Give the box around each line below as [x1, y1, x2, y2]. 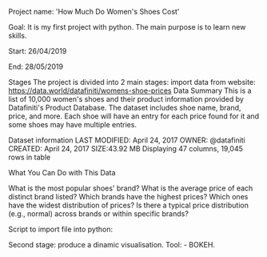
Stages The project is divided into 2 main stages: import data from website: [8, 78, 256, 86]
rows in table [8, 152, 51, 162]
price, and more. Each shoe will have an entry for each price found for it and [8, 111, 260, 121]
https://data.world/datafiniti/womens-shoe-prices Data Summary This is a [8, 86, 252, 95]
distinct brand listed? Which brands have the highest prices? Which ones [8, 192, 249, 201]
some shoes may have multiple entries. [8, 120, 137, 129]
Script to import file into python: [8, 224, 114, 234]
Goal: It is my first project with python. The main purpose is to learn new [8, 22, 246, 31]
